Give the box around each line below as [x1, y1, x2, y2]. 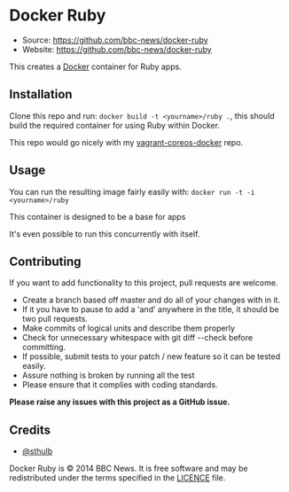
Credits [9, 422, 51, 437]
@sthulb [21, 446, 53, 457]
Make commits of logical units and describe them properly [21, 323, 236, 333]
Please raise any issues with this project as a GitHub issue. [9, 396, 230, 408]
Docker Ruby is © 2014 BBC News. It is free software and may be [9, 463, 248, 474]
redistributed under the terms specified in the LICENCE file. [9, 472, 226, 483]
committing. [21, 342, 66, 353]
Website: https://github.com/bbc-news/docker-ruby [21, 43, 212, 54]
